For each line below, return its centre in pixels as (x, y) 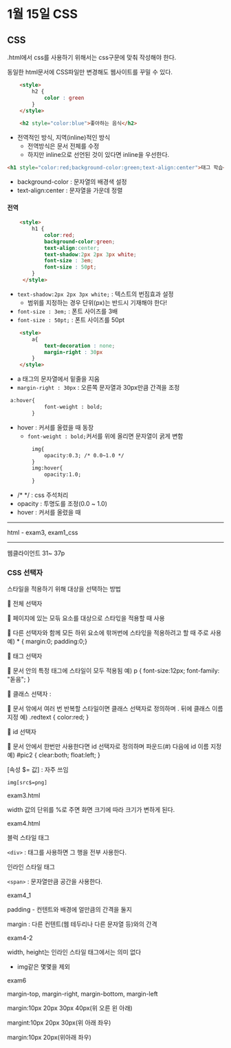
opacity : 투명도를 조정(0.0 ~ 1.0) (62, 504)
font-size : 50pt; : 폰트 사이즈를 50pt (71, 319)
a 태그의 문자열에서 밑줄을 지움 (58, 379)
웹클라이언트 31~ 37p (36, 553)
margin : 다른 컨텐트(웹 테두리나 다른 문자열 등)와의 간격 (82, 924)
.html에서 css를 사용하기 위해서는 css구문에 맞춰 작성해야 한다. (92, 57)
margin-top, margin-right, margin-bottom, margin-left (82, 994)
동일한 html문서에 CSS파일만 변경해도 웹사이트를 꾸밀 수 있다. (90, 72)
